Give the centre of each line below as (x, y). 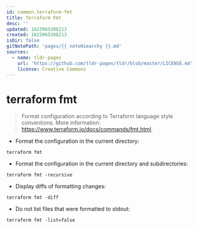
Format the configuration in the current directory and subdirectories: (101, 164)
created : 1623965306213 (37, 35)
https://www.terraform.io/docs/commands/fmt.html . (87, 129)
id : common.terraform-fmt (39, 12)
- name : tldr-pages (37, 58)
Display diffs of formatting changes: (60, 186)
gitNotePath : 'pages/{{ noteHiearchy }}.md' (64, 47)
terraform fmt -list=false (41, 220)
